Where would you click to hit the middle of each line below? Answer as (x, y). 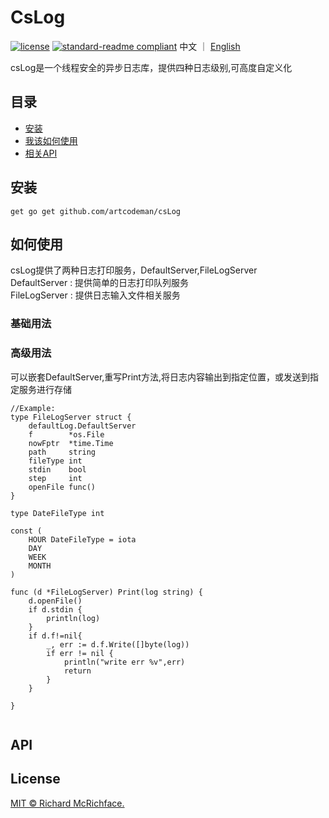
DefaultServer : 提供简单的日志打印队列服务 (100, 283)
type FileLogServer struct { (71, 417)
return (77, 671)
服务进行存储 (45, 389)
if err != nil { (80, 653)
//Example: (33, 408)
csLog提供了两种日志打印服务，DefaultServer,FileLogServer (134, 270)
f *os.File (66, 434)
